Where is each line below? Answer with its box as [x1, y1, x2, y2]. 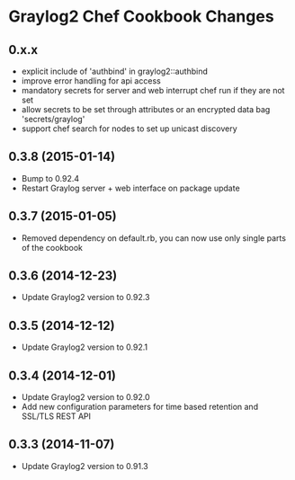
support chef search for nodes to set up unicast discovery [21, 123, 237, 134]
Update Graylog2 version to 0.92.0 [21, 392, 150, 403]
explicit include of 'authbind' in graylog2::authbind [21, 66, 209, 76]
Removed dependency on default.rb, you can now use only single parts [21, 232, 287, 244]
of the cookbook [21, 242, 83, 253]
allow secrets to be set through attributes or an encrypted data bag [21, 104, 271, 114]
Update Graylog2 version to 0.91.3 [21, 460, 149, 471]
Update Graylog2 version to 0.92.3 [21, 292, 150, 303]
